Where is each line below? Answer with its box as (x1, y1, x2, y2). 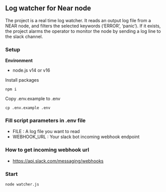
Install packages (5, 77, 39, 83)
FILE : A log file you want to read (12, 129, 80, 135)
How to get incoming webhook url (5, 146, 90, 153)
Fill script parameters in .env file (5, 117, 86, 124)
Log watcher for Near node (5, 4, 92, 13)
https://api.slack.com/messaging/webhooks (12, 158, 104, 164)
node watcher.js (5, 182, 39, 187)
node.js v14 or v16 (12, 68, 50, 74)
